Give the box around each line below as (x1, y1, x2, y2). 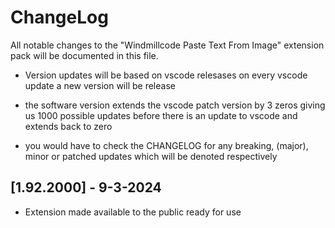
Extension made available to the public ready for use (24, 206, 242, 218)
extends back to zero (24, 120, 113, 132)
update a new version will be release (24, 79, 176, 91)
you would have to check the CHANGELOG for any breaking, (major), (24, 139, 309, 151)
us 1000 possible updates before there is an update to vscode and (24, 109, 298, 121)
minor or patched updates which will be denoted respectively (24, 150, 278, 162)
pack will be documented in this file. (10, 49, 159, 61)
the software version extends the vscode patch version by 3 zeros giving (24, 99, 326, 111)
